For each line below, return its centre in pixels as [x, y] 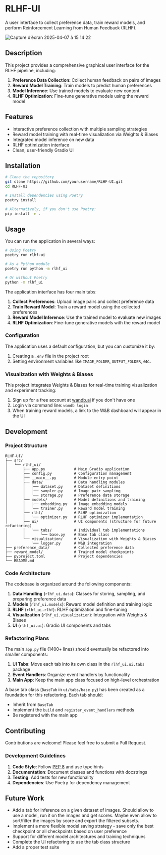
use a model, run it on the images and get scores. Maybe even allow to [84, 816]
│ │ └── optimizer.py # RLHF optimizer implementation [74, 517]
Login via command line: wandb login [50, 405]
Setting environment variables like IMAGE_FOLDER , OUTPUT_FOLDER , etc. [82, 361]
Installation [23, 166]
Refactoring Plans [27, 638]
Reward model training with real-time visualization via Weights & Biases [85, 134]
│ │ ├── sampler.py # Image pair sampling [63, 491]
